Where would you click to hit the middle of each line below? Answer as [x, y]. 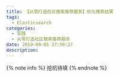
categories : [21, 28]
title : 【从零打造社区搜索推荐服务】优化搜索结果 [60, 12]
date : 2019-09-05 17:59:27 [40, 45]
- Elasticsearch [32, 23]
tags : [13, 17]
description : [22, 50]
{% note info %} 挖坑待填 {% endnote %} [57, 68]
